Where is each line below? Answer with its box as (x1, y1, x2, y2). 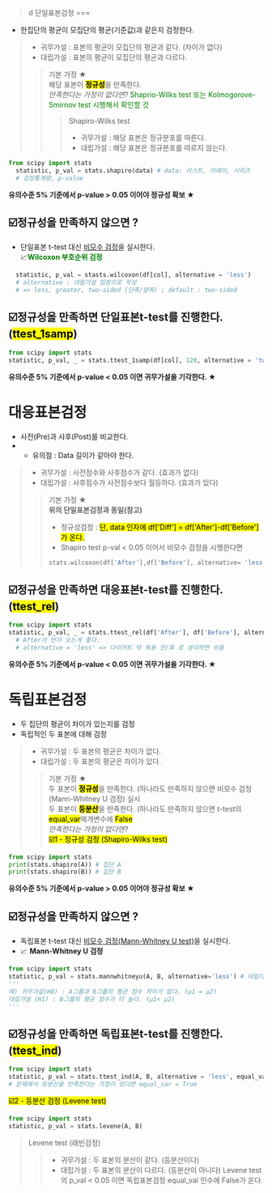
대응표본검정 (8, 403, 87, 422)
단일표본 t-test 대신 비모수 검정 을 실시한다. (19, 242, 155, 252)
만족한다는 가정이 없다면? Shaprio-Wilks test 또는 (48, 90, 206, 100)
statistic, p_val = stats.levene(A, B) (8, 1122, 143, 1130)
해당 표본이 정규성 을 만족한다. (48, 80, 142, 89)
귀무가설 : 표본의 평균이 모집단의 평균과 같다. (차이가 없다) (40, 42, 223, 52)
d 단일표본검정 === (28, 8, 91, 17)
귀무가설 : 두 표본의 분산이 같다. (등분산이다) (60, 1155, 200, 1165)
